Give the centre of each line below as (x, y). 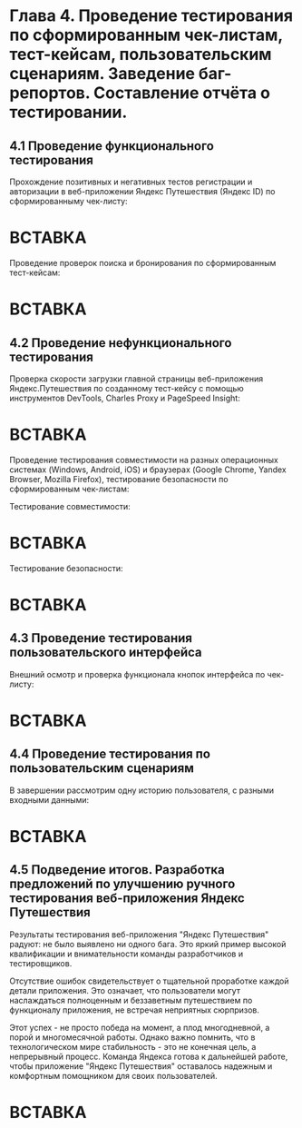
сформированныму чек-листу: (69, 201)
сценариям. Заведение (102, 74)
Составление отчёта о (182, 93)
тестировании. (68, 112)
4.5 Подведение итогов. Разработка (117, 870)
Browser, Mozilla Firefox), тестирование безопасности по (119, 479)
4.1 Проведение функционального (112, 146)
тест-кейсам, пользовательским (141, 54)
